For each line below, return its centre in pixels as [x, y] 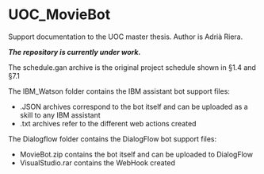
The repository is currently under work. [75, 52]
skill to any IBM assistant [60, 115]
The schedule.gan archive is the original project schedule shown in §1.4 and [132, 67]
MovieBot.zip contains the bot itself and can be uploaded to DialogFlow [136, 154]
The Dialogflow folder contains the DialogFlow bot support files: [113, 139]
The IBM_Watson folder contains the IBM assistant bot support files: [119, 91]
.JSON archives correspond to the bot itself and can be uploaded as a [134, 106]
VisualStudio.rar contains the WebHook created [98, 162]
